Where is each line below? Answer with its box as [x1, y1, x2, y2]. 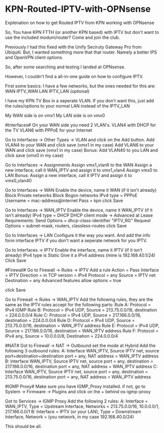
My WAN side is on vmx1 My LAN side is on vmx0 [5, 112, 105, 118]
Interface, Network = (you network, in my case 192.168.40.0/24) [5, 414, 134, 420]
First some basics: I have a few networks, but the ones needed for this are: [5, 83, 156, 89]
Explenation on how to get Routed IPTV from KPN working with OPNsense [5, 20, 155, 26]
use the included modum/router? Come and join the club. [5, 34, 120, 40]
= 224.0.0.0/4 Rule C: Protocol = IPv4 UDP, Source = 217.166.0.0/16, [5, 312, 141, 318]
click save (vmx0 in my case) [5, 152, 64, 158]
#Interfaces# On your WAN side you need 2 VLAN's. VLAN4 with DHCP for [5, 122, 156, 128]
